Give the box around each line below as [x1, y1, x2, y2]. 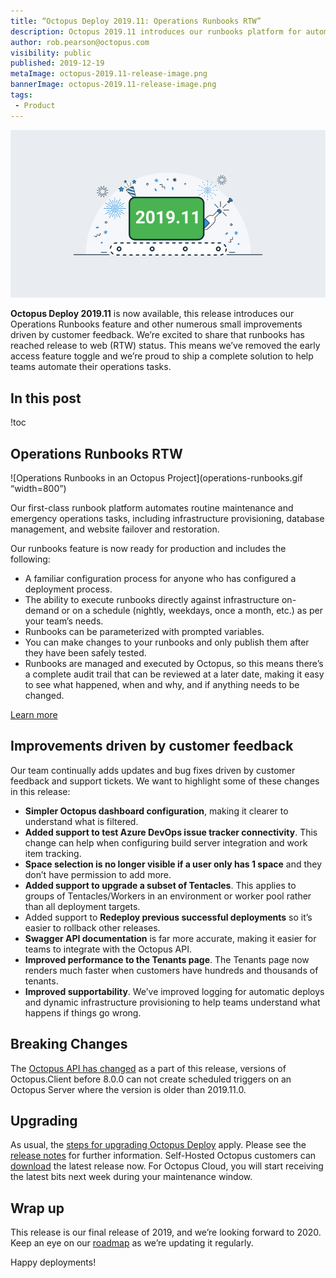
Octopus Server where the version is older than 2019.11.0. [10, 1083, 247, 1095]
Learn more [10, 709, 58, 721]
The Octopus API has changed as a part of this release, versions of [10, 1062, 287, 1074]
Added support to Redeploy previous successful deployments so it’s [24, 911, 313, 923]
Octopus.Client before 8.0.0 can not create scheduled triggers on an [10, 1073, 292, 1085]
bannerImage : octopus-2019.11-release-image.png [10, 80, 217, 90]
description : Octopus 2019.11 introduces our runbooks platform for [10, 26, 302, 37]
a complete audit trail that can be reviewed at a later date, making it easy [24, 668, 325, 680]
